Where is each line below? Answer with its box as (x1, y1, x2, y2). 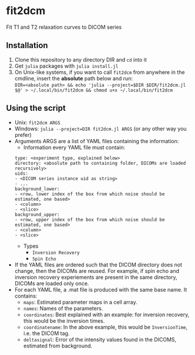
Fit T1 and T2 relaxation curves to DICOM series (6, 23, 122, 31)
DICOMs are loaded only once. (14, 280, 89, 287)
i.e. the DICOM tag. (23, 330, 70, 337)
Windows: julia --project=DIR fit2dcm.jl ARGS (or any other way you (14, 125, 187, 132)
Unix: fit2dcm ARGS (14, 119, 60, 126)
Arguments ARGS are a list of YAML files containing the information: (14, 137, 179, 144)
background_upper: (14, 211, 60, 218)
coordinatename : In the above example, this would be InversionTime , (23, 323, 188, 330)
